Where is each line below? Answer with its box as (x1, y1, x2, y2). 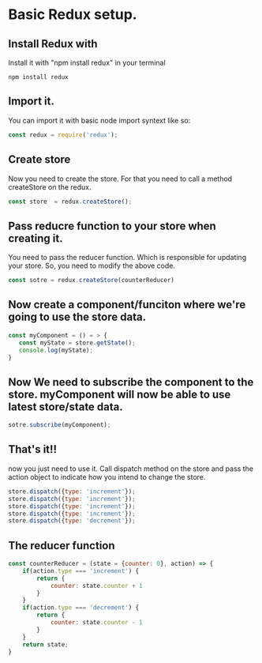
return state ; (22, 640, 69, 649)
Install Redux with (8, 37, 98, 51)
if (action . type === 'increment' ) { (22, 567, 140, 574)
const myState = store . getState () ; (18, 338, 136, 347)
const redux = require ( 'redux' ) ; (8, 130, 118, 139)
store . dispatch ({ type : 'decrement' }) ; (8, 517, 136, 525)
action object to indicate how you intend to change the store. (8, 472, 206, 481)
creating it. (8, 232, 63, 245)
